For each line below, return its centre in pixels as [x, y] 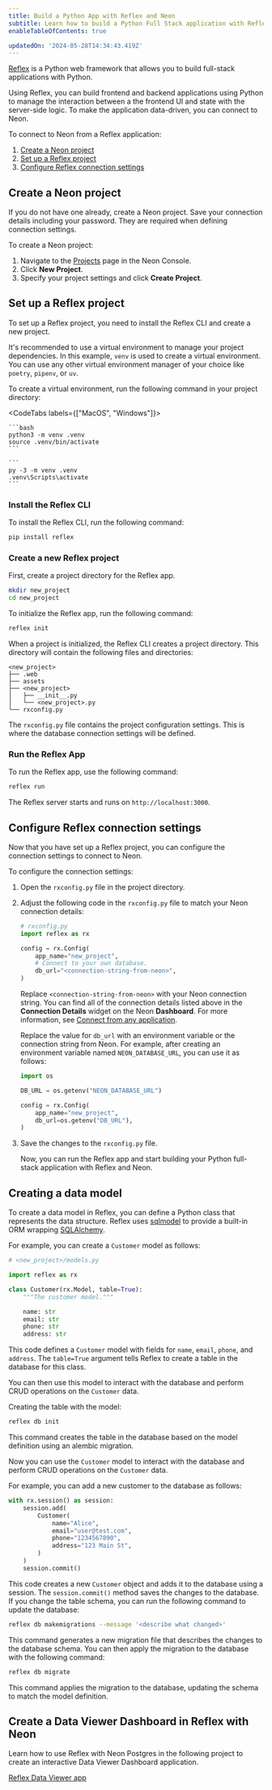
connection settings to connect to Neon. [76, 856]
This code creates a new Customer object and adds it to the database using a [136, 1584]
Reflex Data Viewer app [47, 1778]
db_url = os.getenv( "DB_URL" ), [84, 1120]
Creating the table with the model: [65, 1407]
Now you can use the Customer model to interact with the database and [127, 1461]
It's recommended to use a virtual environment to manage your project [126, 347]
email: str [41, 1319]
